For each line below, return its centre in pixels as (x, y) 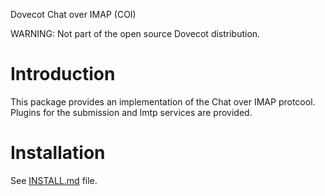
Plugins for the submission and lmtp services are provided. (131, 112)
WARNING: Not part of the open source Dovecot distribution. (135, 33)
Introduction (63, 74)
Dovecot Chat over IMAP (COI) (73, 14)
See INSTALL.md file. (54, 180)
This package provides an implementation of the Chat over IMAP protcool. (163, 101)
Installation (58, 153)
